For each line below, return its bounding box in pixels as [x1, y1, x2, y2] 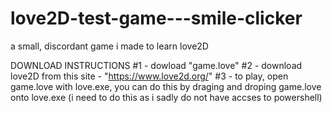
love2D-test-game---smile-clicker [10, 7, 303, 30]
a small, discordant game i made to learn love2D [10, 40, 209, 52]
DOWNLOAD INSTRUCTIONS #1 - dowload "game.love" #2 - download [10, 59, 303, 71]
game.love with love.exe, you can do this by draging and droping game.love [10, 80, 322, 92]
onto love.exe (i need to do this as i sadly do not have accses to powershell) [10, 91, 323, 103]
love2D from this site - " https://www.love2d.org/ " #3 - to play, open [10, 70, 289, 82]
